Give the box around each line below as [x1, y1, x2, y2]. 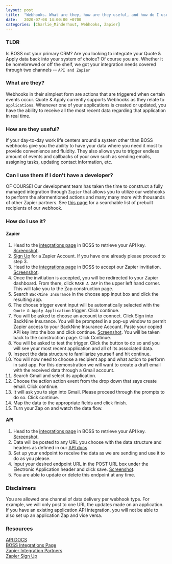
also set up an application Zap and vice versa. [6, 512, 103, 518]
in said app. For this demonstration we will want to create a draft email [13, 361, 161, 367]
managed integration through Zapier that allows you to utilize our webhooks [6, 189, 165, 195]
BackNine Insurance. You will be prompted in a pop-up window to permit [13, 318, 166, 324]
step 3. [13, 258, 28, 264]
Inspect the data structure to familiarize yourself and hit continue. [13, 351, 151, 357]
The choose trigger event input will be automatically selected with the [13, 301, 160, 308]
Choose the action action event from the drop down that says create [13, 378, 157, 384]
